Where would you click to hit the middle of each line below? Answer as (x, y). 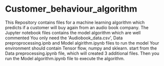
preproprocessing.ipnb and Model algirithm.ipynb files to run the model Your (82, 43)
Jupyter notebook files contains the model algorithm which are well (73, 33)
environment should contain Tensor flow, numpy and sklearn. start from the (81, 48)
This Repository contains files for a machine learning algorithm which (75, 22)
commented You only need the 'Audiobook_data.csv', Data (64, 38)
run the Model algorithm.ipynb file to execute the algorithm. (65, 58)
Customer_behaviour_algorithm (71, 9)
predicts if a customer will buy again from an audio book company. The (77, 27)
